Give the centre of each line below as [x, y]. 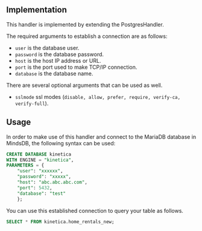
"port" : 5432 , [35, 188]
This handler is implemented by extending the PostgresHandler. [85, 24]
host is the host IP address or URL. [58, 60]
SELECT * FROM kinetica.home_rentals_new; [60, 222]
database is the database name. [54, 73]
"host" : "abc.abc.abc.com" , [52, 182]
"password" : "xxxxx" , [44, 177]
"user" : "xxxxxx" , [40, 171]
